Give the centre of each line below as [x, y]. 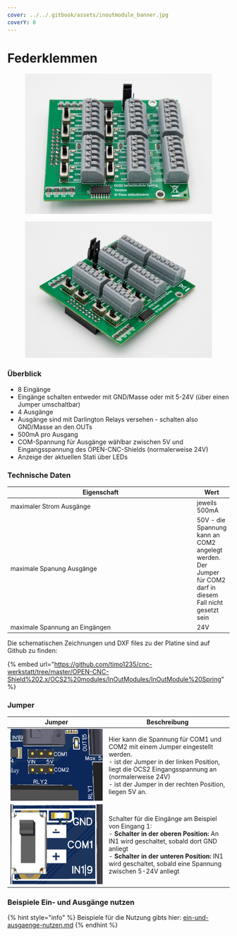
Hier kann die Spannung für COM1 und [165, 739]
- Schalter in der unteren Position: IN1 [166, 856]
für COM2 [211, 580]
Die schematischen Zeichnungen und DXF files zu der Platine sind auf [109, 643]
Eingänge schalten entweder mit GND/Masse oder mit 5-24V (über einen [123, 397]
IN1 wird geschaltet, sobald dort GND [163, 841]
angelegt [209, 550]
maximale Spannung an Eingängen [61, 628]
